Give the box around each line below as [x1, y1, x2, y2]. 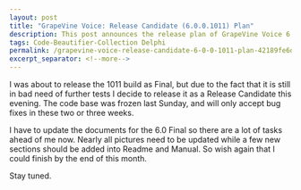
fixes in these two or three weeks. [9, 108, 134, 118]
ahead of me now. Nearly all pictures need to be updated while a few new [9, 135, 280, 145]
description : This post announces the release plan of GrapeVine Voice [9, 29, 282, 38]
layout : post [9, 12, 58, 22]
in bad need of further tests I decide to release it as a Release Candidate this [9, 88, 292, 99]
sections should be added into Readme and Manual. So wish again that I [9, 144, 276, 154]
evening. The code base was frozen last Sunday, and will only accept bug [9, 98, 281, 108]
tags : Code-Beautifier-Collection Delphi [9, 37, 167, 47]
